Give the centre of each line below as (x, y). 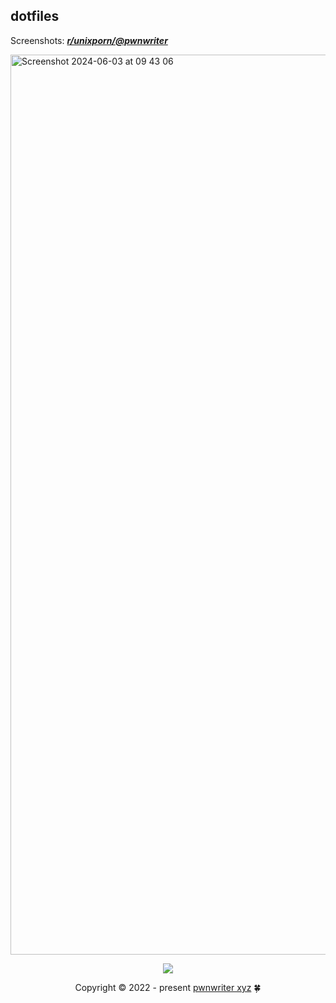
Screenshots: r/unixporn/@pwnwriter (89, 40)
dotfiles (35, 16)
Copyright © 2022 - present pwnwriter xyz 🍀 (168, 987)
